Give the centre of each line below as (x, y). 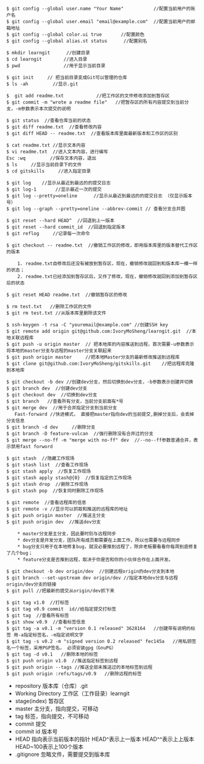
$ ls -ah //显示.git (42, 84)
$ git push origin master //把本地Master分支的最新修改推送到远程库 (93, 357)
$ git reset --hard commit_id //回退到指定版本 (66, 227)
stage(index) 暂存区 (40, 701)
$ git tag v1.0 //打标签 (38, 603)
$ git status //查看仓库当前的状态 (49, 121)
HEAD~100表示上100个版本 (49, 747)
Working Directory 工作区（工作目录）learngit (72, 693)
